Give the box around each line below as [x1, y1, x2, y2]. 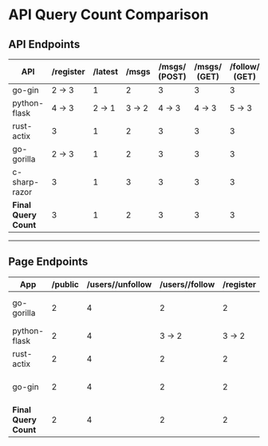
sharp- [12, 177, 40, 187]
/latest [93, 66, 118, 77]
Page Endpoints [8, 255, 89, 269]
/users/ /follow [159, 278, 215, 289]
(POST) [158, 71, 187, 82]
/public [51, 278, 80, 289]
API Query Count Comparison [8, 6, 209, 24]
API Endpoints [8, 38, 81, 51]
